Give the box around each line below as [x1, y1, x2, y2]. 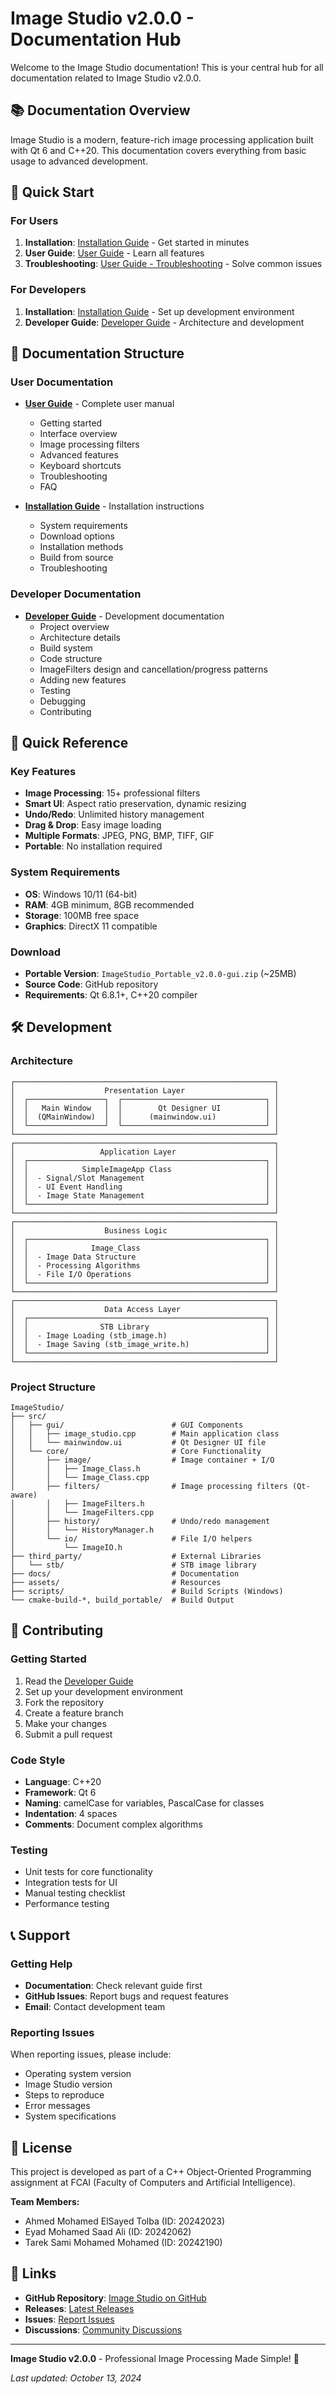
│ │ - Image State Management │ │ [10, 1190, 280, 1201]
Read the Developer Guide [24, 1675, 134, 1687]
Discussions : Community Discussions [24, 2323, 183, 2336]
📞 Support [10, 1927, 71, 1944]
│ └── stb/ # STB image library [10, 1560, 257, 1570]
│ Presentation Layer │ [10, 1085, 280, 1096]
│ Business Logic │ [10, 1225, 280, 1236]
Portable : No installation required [24, 840, 163, 852]
